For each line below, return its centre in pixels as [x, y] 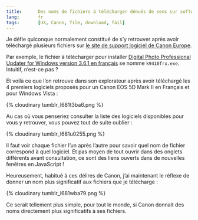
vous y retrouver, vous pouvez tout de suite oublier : [69, 123]
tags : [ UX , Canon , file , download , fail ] [66, 22]
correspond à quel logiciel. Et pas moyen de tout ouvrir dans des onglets [94, 152]
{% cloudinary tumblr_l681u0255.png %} [55, 134]
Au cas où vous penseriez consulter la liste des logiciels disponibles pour [95, 116]
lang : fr [25, 17]
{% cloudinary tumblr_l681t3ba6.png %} [55, 105]
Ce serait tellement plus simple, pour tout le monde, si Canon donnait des [95, 205]
